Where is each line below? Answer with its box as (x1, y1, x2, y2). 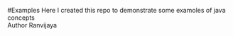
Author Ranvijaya (7, 21, 58, 29)
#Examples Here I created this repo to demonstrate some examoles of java (7, 6, 226, 14)
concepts (7, 13, 36, 22)
